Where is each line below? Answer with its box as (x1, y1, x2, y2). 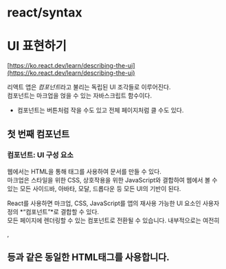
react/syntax (7, 5, 82, 21)
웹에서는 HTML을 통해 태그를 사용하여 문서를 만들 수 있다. (7, 167, 161, 176)
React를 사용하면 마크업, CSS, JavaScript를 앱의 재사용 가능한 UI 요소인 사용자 (7, 199, 220, 207)
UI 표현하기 (7, 38, 67, 54)
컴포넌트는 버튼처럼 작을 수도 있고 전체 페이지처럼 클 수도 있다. (16, 106, 184, 115)
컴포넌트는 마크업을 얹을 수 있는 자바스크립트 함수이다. (7, 91, 152, 100)
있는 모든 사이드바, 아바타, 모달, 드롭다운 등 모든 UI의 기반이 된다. (7, 184, 181, 193)
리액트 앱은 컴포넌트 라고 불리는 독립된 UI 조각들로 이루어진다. (7, 83, 171, 91)
